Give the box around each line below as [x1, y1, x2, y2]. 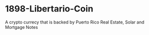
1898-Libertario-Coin [5, 3, 94, 14]
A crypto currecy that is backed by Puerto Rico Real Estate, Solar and [5, 19, 145, 25]
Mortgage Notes [5, 24, 38, 30]
